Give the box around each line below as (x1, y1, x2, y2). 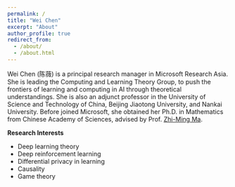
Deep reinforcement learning (17, 149, 101, 158)
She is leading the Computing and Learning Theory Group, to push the (7, 77, 211, 86)
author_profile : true (7, 30, 71, 37)
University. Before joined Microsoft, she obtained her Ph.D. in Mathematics (7, 107, 224, 116)
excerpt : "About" (7, 23, 58, 30)
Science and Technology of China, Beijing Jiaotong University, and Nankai (7, 100, 223, 108)
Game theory (17, 172, 56, 180)
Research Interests (7, 128, 64, 137)
